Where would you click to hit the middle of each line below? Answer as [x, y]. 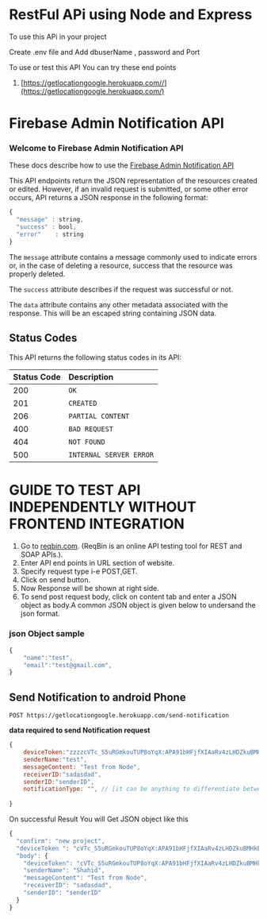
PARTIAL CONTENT [99, 416]
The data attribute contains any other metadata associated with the [118, 304]
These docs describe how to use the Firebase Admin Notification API [122, 165]
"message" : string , [50, 220]
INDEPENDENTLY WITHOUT [103, 507]
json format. [40, 613]
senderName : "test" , [55, 759]
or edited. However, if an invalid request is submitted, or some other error [129, 189]
